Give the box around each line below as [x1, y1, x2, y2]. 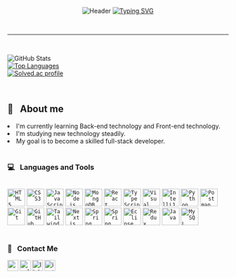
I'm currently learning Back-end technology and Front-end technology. [16, 122, 221, 130]
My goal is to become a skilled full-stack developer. [16, 137, 165, 145]
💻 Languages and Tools [7, 162, 95, 172]
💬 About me [7, 103, 64, 115]
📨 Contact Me [7, 244, 58, 253]
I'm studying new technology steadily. [16, 129, 126, 137]
